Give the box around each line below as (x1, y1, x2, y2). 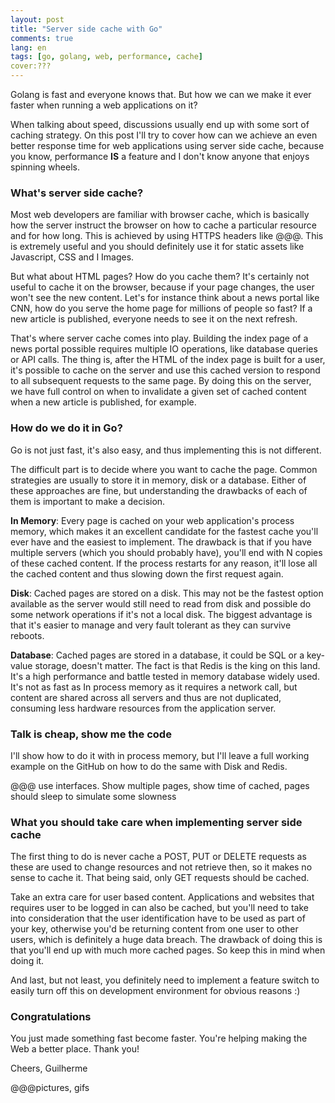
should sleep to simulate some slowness (10, 790, 177, 802)
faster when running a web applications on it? (10, 99, 198, 111)
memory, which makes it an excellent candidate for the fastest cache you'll (10, 525, 319, 537)
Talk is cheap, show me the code (10, 727, 172, 741)
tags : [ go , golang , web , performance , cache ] (10, 52, 203, 62)
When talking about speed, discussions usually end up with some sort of (10, 119, 310, 130)
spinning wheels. (10, 161, 80, 173)
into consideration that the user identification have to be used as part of (10, 912, 306, 925)
